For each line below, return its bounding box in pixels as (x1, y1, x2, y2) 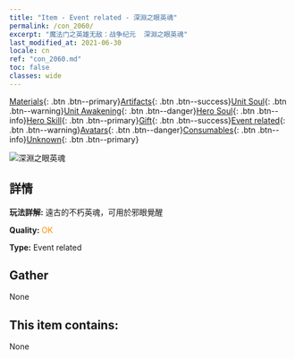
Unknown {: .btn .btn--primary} (26, 133, 139, 144)
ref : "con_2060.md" (9, 55, 82, 64)
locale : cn (9, 47, 50, 56)
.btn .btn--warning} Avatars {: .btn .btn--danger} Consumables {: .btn (9, 124, 257, 135)
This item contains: (9, 317, 119, 332)
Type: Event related (9, 242, 82, 252)
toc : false (9, 64, 50, 73)
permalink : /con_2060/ (9, 21, 94, 30)
